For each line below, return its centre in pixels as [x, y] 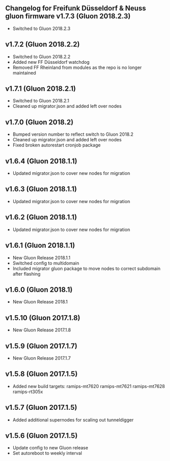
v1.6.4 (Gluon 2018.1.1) [41, 161]
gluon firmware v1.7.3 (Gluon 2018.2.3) [68, 16]
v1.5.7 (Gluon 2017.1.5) [41, 408]
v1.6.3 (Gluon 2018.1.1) [41, 189]
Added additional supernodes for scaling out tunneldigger [73, 419]
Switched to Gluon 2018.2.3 [41, 28]
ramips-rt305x [28, 392]
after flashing [26, 274]
